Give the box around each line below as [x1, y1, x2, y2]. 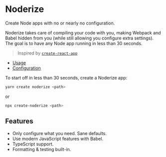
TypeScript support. [12, 141, 54, 147]
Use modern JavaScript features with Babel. [12, 135, 104, 141]
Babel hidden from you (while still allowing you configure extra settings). [5, 35, 154, 41]
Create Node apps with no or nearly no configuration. [5, 20, 115, 26]
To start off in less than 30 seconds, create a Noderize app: [5, 74, 128, 80]
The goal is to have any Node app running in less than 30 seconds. [5, 40, 143, 46]
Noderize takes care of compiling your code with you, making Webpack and [5, 29, 161, 35]
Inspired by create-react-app [17, 50, 78, 56]
